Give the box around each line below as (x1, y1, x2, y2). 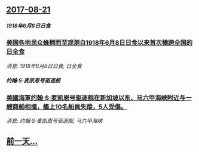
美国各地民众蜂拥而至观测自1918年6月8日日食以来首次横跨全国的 (6, 39, 193, 47)
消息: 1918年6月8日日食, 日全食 (6, 62, 82, 69)
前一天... (6, 137, 38, 147)
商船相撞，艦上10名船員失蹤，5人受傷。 (12, 103, 127, 111)
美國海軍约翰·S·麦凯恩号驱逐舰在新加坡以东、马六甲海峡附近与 (6, 94, 186, 102)
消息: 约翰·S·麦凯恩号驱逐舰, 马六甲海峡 (6, 117, 103, 125)
